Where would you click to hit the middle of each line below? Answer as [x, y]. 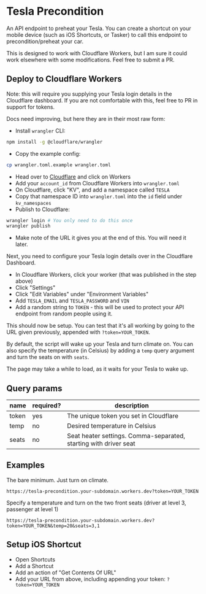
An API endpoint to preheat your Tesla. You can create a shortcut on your [99, 28]
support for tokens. [31, 107]
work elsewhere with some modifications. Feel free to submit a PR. [90, 60]
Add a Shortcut [34, 566]
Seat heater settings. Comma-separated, [126, 436]
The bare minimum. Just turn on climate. [58, 480]
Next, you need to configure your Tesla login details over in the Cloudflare [100, 256]
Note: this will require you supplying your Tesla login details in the [89, 94]
